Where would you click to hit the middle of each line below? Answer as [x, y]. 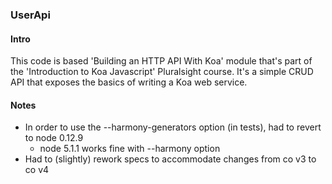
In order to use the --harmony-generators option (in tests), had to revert [173, 127]
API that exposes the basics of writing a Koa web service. [129, 82]
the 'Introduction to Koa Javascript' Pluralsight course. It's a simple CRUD [162, 72]
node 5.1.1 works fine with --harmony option [130, 149]
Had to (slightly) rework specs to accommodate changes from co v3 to [170, 159]
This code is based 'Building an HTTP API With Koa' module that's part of [161, 61]
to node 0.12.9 [54, 138]
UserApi [30, 15]
